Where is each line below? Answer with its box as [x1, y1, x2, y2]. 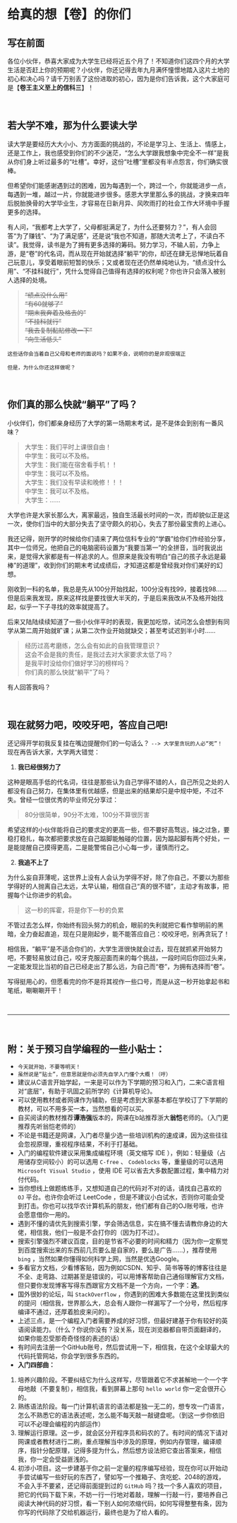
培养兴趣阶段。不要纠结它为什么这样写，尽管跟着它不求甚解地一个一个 [17, 1375, 222, 1385]
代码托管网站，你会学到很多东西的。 [17, 1352, 123, 1361]
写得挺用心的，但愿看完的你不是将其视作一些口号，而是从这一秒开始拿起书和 [7, 978, 230, 986]
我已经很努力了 [17, 763, 61, 771]
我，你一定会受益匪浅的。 [17, 1455, 92, 1464]
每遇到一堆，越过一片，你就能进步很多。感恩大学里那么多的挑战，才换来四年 [7, 190, 230, 198]
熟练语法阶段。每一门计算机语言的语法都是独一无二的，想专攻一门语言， [17, 1402, 228, 1411]
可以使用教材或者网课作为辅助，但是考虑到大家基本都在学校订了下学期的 [17, 1096, 228, 1104]
